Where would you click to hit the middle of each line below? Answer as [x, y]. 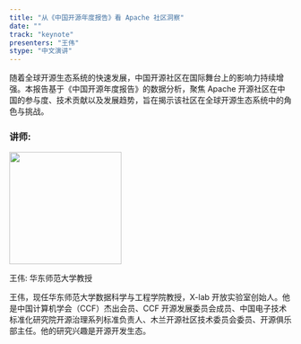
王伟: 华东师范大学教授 [51, 278]
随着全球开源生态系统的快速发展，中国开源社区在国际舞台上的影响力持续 [142, 78]
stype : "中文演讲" [41, 51]
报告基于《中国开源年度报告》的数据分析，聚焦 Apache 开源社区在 [155, 89]
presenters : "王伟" [44, 43]
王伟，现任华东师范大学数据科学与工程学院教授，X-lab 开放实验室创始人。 [146, 297]
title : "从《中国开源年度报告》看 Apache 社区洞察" [97, 18]
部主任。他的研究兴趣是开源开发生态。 [80, 331]
